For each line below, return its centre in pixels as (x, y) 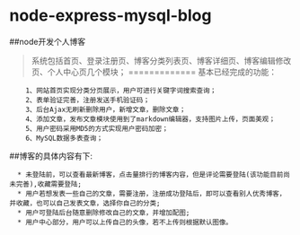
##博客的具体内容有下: (51, 156)
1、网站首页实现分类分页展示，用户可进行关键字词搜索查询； (121, 91)
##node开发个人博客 (48, 41)
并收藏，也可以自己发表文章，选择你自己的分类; (85, 203)
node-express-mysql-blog (110, 16)
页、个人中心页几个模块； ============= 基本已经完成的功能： (154, 72)
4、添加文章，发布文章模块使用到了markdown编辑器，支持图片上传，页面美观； (150, 119)
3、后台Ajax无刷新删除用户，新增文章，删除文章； (106, 109)
